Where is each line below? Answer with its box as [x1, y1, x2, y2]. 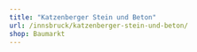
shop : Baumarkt [9, 29, 66, 38]
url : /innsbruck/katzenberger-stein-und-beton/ [9, 21, 189, 30]
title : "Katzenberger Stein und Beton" [9, 12, 157, 22]
